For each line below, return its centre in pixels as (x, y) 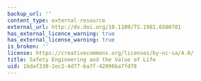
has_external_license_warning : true (61, 40)
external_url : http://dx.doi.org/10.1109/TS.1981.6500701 (94, 27)
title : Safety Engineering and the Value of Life (82, 60)
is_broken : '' (28, 46)
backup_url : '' (30, 14)
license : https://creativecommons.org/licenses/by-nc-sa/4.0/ (100, 54)
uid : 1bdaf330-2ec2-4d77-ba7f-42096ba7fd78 (72, 66)
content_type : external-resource (56, 20)
